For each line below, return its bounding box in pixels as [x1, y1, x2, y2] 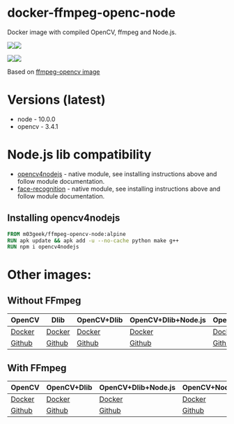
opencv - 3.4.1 [17, 122, 58, 130]
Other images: [7, 267, 92, 283]
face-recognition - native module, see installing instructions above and [17, 184, 221, 193]
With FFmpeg [7, 362, 67, 374]
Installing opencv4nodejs [7, 212, 120, 224]
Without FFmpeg [7, 295, 81, 306]
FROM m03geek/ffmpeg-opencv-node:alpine [7, 230, 127, 237]
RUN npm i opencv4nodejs [7, 244, 79, 251]
